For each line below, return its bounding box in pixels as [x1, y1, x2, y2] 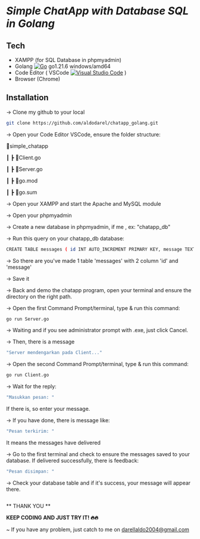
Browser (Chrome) [14, 76, 61, 82]
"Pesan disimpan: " [6, 468, 55, 475]
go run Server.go [6, 316, 49, 322]
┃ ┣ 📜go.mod [6, 177, 38, 184]
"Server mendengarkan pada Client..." [6, 350, 102, 356]
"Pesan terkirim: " [6, 428, 55, 435]
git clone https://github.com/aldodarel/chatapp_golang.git [6, 120, 159, 126]
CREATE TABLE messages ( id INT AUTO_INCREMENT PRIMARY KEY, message [6, 246, 183, 252]
